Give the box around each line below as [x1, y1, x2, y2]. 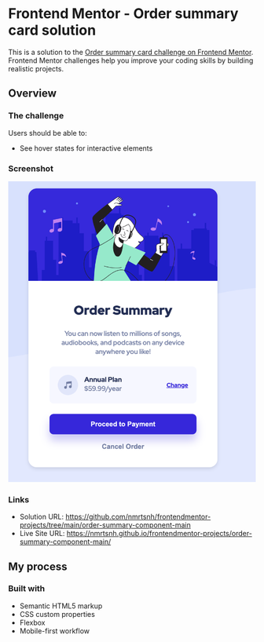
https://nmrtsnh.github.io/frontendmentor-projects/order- [66, 529, 253, 538]
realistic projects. [8, 64, 64, 73]
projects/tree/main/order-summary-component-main [19, 520, 191, 530]
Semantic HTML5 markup [19, 601, 103, 611]
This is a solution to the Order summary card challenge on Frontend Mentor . [8, 47, 254, 57]
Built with [8, 583, 46, 594]
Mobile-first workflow [19, 626, 90, 636]
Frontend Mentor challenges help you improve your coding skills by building [8, 56, 254, 65]
